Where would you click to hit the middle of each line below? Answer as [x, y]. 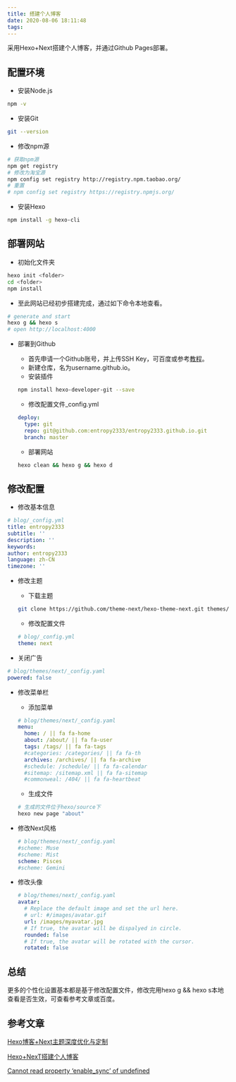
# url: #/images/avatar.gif [66, 915]
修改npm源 [33, 146]
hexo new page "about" [51, 814]
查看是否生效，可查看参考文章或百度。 [63, 999]
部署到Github [37, 344]
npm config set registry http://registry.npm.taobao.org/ [94, 179]
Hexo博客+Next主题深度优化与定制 [58, 1041]
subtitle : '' [26, 534]
